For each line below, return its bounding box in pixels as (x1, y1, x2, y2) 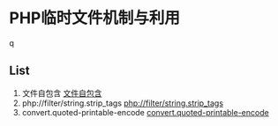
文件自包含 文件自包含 (21, 87, 102, 98)
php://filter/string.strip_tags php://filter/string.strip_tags (21, 98, 223, 108)
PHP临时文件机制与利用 (9, 8, 181, 28)
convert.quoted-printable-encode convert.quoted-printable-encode (21, 107, 269, 117)
